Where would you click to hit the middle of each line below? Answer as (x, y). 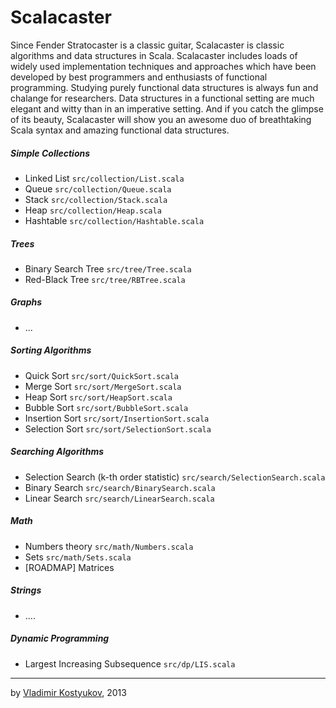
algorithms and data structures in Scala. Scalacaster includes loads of (154, 55)
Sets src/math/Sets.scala (78, 557)
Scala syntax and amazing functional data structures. (120, 130)
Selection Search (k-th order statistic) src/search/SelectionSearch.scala (175, 477)
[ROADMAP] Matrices (69, 567)
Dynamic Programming (60, 638)
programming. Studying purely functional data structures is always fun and (164, 87)
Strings (26, 590)
